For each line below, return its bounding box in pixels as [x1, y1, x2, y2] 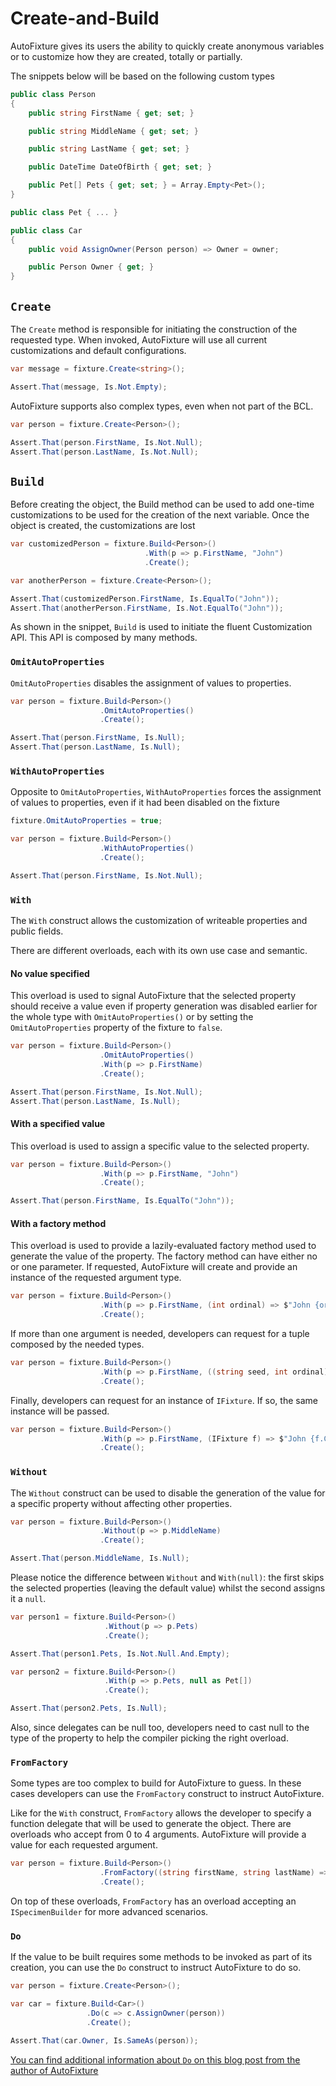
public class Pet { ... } [10, 207, 118, 217]
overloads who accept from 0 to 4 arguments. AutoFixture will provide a [10, 1828, 307, 1841]
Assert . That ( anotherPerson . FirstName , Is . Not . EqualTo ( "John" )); [10, 603, 284, 613]
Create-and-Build [10, 7, 160, 30]
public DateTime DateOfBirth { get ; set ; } [28, 162, 213, 172]
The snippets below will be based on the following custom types [10, 70, 275, 82]
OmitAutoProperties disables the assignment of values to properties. [10, 677, 292, 689]
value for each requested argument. [10, 1839, 158, 1851]
